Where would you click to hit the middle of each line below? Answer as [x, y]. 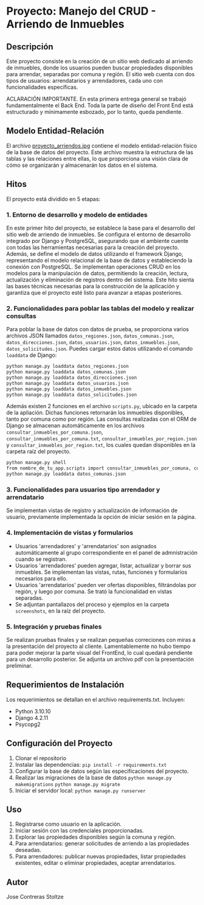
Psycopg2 [28, 724]
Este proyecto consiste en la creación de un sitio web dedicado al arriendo [100, 61]
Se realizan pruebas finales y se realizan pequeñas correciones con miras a [101, 639]
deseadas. [28, 850]
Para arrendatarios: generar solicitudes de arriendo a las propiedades [102, 843]
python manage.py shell [36, 463]
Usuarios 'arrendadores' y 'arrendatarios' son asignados [86, 546]
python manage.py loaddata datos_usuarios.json [68, 383]
